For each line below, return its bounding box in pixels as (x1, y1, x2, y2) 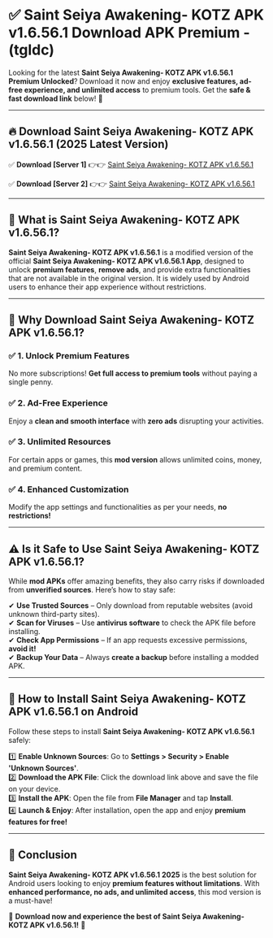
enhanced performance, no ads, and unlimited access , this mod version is (8, 887, 262, 897)
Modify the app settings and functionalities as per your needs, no (8, 502, 227, 512)
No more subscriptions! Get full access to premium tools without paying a (8, 368, 258, 379)
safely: (8, 735, 31, 745)
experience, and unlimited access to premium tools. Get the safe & (24, 85, 251, 94)
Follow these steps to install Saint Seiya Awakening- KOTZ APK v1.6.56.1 (8, 726, 255, 736)
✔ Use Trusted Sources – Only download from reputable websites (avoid (8, 600, 253, 610)
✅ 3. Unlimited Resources (8, 436, 111, 448)
